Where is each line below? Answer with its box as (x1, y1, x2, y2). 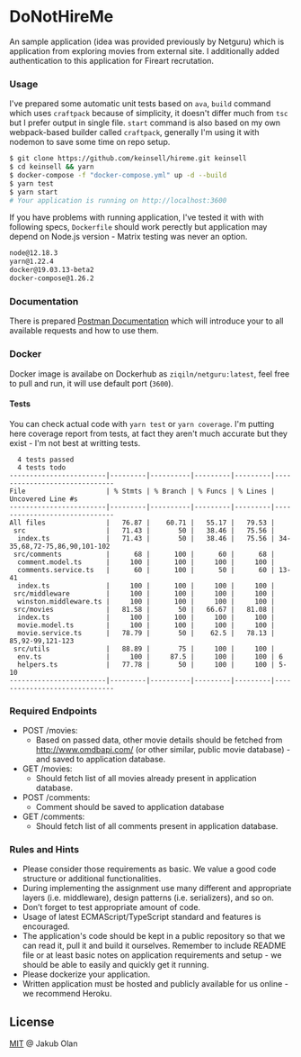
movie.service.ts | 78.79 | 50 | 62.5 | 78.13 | (17, 628, 276, 637)
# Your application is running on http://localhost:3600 (9, 196, 227, 205)
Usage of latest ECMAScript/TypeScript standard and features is (22, 912, 261, 923)
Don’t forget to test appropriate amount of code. (22, 902, 200, 913)
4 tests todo (17, 462, 66, 472)
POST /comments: (22, 792, 91, 803)
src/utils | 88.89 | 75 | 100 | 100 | (13, 644, 276, 653)
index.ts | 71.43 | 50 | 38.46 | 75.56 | (17, 533, 276, 542)
